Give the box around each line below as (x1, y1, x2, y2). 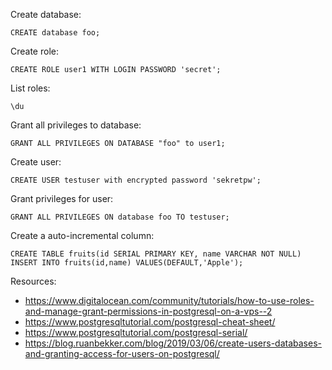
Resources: (10, 275, 57, 287)
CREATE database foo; (10, 28, 101, 38)
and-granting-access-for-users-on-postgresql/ (24, 348, 220, 359)
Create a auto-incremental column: (10, 230, 155, 241)
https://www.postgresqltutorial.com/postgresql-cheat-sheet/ (24, 316, 276, 328)
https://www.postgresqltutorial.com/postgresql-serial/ (24, 327, 248, 338)
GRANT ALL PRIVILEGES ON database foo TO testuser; (10, 212, 230, 222)
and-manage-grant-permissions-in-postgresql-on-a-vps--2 (24, 305, 273, 317)
